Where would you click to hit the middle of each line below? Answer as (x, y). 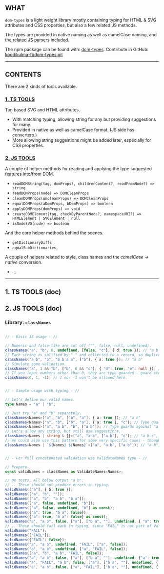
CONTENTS (23, 75)
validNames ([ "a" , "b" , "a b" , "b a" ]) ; (46, 498)
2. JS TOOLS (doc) (33, 308)
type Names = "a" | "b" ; (30, 404)
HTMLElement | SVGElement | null (46, 219)
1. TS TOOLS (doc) (33, 292)
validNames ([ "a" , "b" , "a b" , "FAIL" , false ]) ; (54, 553)
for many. (22, 124)
